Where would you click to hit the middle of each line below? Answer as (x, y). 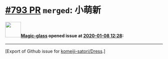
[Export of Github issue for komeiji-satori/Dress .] (55, 51)
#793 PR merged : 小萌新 (53, 10)
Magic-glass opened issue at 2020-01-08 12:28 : (72, 36)
